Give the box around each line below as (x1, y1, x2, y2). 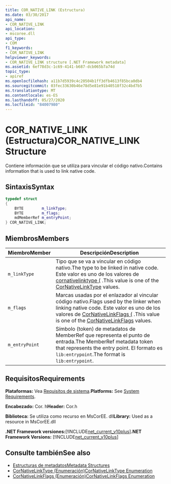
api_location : (5, 26, 36, 32)
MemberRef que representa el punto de (55, 332, 150, 339)
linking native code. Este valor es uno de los (55, 304, 160, 311)
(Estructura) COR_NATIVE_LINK (5, 135, 140, 147)
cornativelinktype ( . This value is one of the (55, 277, 159, 284)
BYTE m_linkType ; (14, 206, 67, 211)
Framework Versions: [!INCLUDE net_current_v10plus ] (5, 434, 119, 440)
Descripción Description (80, 249, 139, 256)
